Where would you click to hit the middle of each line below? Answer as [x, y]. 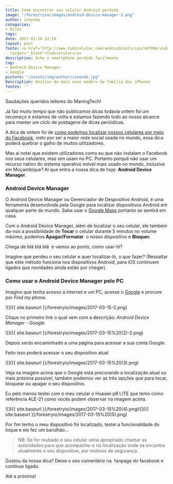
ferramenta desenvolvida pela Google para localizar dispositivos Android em [86, 205]
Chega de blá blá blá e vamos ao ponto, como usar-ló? [64, 246]
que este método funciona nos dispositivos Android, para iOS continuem [82, 262]
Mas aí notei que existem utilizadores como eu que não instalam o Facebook [86, 153]
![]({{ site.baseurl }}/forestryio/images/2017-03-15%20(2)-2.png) [74, 333]
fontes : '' [17, 86]
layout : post [19, 44]
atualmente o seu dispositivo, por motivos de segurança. [78, 451]
